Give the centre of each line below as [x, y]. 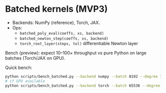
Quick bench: [19, 68]
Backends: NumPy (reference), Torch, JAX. [56, 23]
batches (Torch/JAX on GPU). [35, 58]
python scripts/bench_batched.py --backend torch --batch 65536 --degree [83, 86]
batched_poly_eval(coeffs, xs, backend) [62, 33]
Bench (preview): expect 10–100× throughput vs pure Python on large [76, 53]
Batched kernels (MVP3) [56, 9]
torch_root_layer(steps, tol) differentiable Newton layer [79, 43]
